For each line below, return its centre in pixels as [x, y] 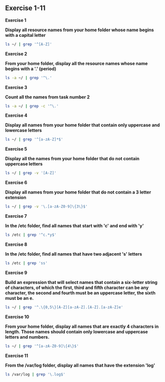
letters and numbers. [27, 337]
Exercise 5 [16, 149]
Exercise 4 [16, 115]
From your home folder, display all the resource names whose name [77, 63]
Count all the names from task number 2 [47, 97]
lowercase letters [24, 130]
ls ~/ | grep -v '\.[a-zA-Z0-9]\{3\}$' [46, 207]
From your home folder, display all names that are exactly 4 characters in [82, 326]
